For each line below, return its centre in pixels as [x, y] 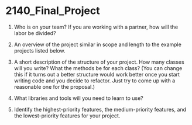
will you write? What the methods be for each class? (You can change [98, 68]
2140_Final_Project [53, 11]
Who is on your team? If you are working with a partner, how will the [96, 27]
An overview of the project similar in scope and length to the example [98, 44]
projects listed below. [40, 50]
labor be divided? [35, 33]
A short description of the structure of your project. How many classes [99, 62]
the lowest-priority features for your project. [67, 116]
